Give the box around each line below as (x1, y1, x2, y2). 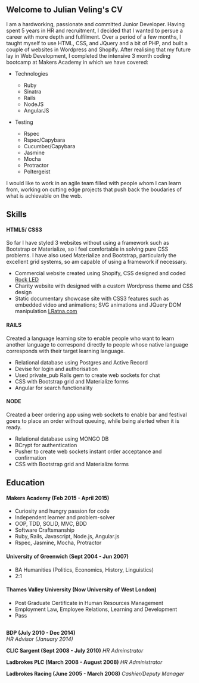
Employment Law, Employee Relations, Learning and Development (14, 606, 178, 613)
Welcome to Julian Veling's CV (6, 5, 123, 15)
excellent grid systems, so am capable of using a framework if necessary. (6, 258, 188, 266)
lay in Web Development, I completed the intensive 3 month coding (6, 52, 171, 59)
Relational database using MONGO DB (14, 435, 109, 442)
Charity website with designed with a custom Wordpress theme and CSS (14, 282, 194, 289)
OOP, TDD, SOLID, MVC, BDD (14, 520, 88, 528)
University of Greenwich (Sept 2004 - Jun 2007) (6, 553, 129, 560)
